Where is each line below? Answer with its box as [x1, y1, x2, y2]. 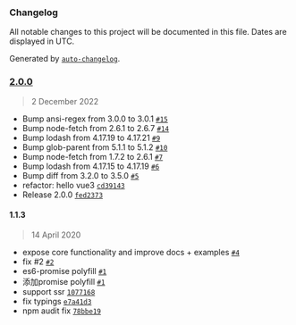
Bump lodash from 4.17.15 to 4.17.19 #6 [21, 161, 160, 171]
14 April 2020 [30, 229, 81, 240]
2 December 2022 [30, 96, 99, 106]
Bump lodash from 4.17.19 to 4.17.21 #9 [21, 132, 161, 143]
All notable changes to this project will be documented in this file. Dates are [9, 27, 288, 37]
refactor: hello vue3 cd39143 [21, 179, 125, 190]
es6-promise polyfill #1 [21, 265, 107, 276]
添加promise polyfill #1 [21, 276, 106, 287]
